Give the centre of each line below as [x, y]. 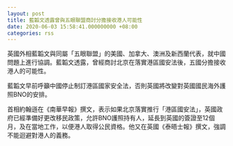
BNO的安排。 [32, 95]
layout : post [26, 14]
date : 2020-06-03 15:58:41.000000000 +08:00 [72, 26]
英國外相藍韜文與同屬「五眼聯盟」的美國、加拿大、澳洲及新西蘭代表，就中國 [116, 54]
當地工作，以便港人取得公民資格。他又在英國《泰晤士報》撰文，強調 [128, 127]
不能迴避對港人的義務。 [41, 136]
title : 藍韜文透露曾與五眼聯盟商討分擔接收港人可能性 [75, 20]
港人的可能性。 [28, 71]
